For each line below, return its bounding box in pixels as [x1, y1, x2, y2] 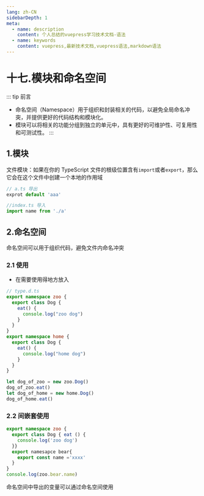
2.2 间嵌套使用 [6, 411, 49, 420]
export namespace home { [6, 334, 70, 340]
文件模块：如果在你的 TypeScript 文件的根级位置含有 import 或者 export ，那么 [6, 166, 199, 173]
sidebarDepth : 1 [6, 15, 48, 21]
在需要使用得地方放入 [15, 276, 69, 284]
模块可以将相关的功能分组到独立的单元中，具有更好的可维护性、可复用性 [15, 121, 197, 129]
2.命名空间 [6, 227, 47, 237]
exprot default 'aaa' [6, 191, 62, 198]
